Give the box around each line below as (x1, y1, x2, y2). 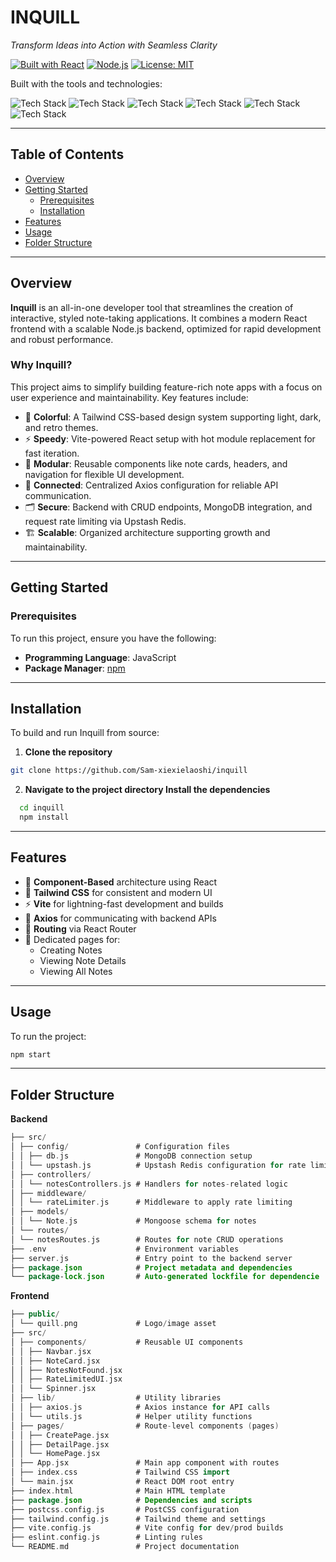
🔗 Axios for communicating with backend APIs (24, 912, 217, 924)
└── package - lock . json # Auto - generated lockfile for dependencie (10, 1272, 320, 1282)
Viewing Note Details (39, 954, 127, 966)
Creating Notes (39, 944, 103, 956)
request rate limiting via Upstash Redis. (24, 515, 187, 527)
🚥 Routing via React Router (24, 922, 137, 935)
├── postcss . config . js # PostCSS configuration (10, 1504, 240, 1515)
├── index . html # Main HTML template (10, 1486, 226, 1496)
